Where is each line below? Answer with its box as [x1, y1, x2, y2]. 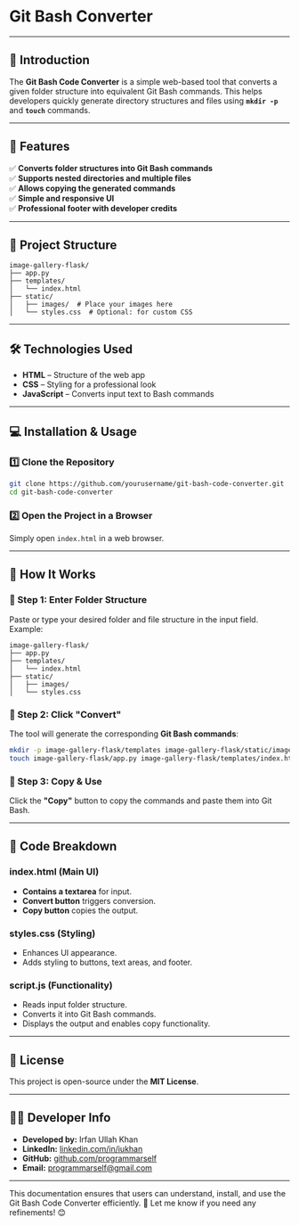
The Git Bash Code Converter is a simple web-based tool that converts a [9, 76, 278, 86]
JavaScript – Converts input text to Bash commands [21, 389, 214, 399]
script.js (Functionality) [9, 979, 113, 991]
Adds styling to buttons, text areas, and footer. [21, 957, 193, 967]
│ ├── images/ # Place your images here [9, 300, 174, 309]
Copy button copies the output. [21, 905, 139, 916]
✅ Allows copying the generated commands [9, 183, 176, 193]
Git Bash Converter [9, 6, 153, 27]
